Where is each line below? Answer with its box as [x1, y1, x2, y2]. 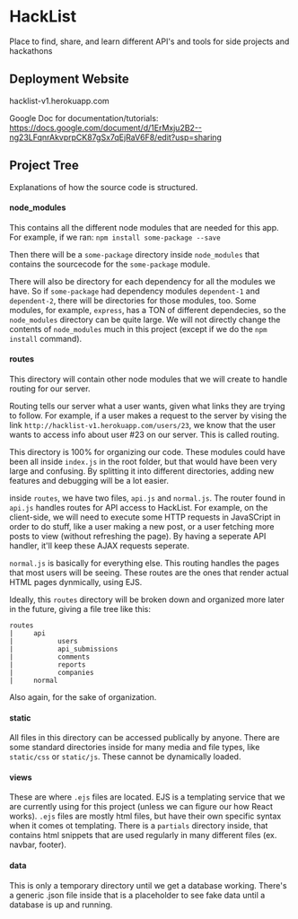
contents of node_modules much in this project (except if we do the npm [9, 323, 267, 334]
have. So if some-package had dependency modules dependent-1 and [9, 285, 260, 296]
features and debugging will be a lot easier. [9, 475, 169, 486]
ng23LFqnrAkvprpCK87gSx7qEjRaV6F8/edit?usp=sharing [9, 132, 223, 143]
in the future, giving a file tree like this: [9, 603, 151, 614]
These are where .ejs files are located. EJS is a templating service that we [9, 792, 285, 802]
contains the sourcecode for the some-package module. [9, 258, 211, 269]
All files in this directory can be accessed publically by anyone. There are [9, 732, 280, 743]
